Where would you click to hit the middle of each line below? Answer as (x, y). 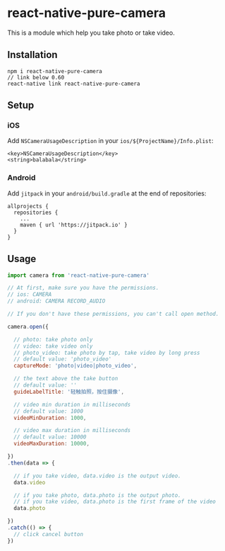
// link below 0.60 (36, 77)
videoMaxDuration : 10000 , (52, 444)
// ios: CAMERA (30, 295)
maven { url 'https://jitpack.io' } (74, 225)
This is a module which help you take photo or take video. (91, 33)
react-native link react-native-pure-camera (74, 84)
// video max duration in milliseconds (72, 431)
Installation (32, 55)
